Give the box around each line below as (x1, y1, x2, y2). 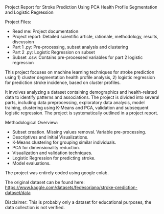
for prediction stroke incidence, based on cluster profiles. (5, 80, 121, 85)
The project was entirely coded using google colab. (5, 170, 109, 176)
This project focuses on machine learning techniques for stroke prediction (5, 69, 155, 75)
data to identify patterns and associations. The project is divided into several (5, 94, 160, 100)
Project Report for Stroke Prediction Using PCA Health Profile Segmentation (5, 4, 158, 10)
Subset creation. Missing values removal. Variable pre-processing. (12, 129, 146, 134)
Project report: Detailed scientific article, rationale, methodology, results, (12, 34, 159, 39)
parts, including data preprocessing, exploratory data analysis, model (5, 100, 145, 105)
